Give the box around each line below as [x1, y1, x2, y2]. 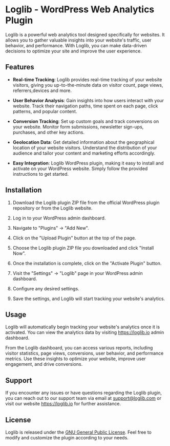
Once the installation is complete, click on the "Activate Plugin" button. [12, 260, 162, 266]
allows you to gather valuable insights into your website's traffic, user [5, 37, 152, 43]
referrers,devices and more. [12, 87, 72, 94]
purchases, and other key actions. [12, 129, 84, 135]
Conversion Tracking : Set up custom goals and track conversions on [12, 118, 159, 124]
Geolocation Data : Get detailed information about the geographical [12, 139, 155, 145]
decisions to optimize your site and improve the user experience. [5, 48, 142, 54]
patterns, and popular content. [12, 108, 77, 114]
